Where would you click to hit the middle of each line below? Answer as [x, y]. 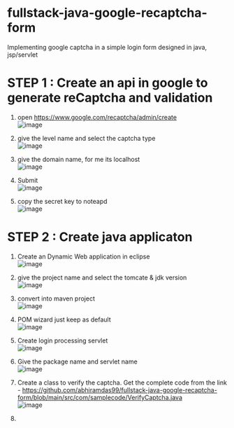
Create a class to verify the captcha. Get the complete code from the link [122, 382]
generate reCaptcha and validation [110, 98]
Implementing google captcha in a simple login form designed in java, [107, 47]
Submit [28, 180]
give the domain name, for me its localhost [79, 159]
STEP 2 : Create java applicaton [100, 237]
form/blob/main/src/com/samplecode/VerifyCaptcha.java [100, 397]
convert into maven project [56, 298]
